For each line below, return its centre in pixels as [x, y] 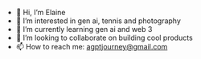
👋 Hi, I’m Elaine [41, 12]
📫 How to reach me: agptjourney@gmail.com [92, 47]
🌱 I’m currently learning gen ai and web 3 [84, 29]
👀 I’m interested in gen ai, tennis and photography [98, 21]
